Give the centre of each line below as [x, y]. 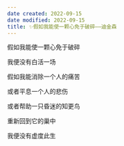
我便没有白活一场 [32, 62]
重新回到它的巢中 [32, 121]
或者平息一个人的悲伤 [37, 92]
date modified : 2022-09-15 [46, 20]
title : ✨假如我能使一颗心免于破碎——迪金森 [62, 26]
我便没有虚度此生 [32, 136]
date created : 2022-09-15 [44, 14]
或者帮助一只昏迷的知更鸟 [44, 106]
